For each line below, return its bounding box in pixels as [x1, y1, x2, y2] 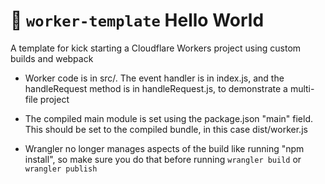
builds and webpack [10, 52, 94, 64]
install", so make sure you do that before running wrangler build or [24, 153, 302, 165]
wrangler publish [24, 164, 98, 174]
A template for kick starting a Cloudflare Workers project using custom [10, 42, 302, 54]
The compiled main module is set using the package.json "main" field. [24, 112, 313, 124]
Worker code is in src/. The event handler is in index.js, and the [24, 72, 285, 84]
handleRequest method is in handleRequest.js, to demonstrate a [24, 82, 288, 94]
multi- [289, 82, 315, 94]
